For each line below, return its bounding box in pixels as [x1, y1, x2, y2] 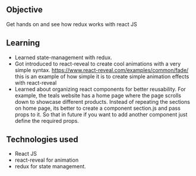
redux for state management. [14, 163, 86, 170]
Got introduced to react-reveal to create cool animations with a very [14, 60, 181, 67]
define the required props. [14, 117, 79, 124]
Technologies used [6, 134, 78, 145]
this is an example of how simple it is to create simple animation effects [14, 73, 189, 80]
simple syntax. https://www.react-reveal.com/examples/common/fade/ [14, 66, 189, 73]
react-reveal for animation [14, 156, 79, 163]
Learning [6, 38, 40, 48]
